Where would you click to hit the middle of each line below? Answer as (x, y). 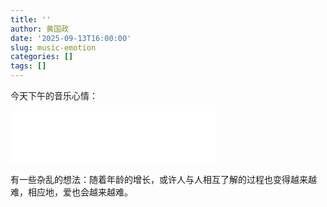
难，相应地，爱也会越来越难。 (71, 192)
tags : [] (28, 66)
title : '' (31, 19)
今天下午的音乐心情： (54, 95)
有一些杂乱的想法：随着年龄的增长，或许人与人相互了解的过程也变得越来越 (163, 179)
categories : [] (42, 57)
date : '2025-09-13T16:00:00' (71, 38)
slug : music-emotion (53, 47)
